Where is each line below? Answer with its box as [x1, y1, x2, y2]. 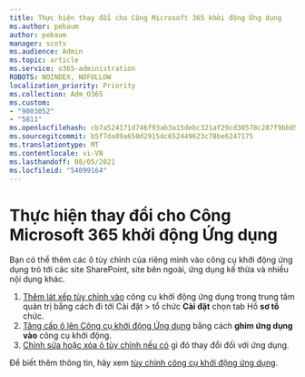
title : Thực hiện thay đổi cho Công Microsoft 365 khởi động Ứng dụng [9, 13, 282, 23]
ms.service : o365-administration [9, 65, 136, 74]
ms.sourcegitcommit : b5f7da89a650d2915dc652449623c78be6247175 [9, 132, 254, 141]
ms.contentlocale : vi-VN [9, 148, 103, 158]
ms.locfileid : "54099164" [9, 166, 107, 175]
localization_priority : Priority [9, 81, 136, 90]
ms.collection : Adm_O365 [9, 89, 103, 98]
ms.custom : [9, 97, 51, 107]
